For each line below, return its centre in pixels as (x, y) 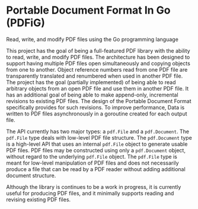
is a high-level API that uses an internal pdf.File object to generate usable (97, 144)
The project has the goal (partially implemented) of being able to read (91, 82)
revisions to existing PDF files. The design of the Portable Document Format (99, 101)
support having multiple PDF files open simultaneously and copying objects (98, 63)
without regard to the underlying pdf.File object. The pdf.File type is (92, 156)
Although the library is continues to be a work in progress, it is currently (94, 187)
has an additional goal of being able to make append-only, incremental (92, 95)
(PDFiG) (26, 23)
